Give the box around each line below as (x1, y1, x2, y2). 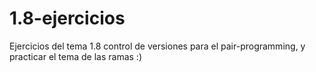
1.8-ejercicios (9, 7, 126, 30)
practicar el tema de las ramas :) (9, 50, 143, 62)
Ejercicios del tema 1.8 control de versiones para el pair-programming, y (9, 40, 306, 52)
